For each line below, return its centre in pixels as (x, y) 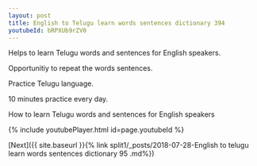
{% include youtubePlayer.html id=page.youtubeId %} (96, 130)
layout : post (30, 15)
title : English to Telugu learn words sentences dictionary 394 (117, 23)
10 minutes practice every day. (58, 99)
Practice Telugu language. (51, 83)
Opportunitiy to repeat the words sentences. (81, 68)
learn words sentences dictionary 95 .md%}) (81, 154)
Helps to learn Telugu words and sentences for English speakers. (115, 53)
